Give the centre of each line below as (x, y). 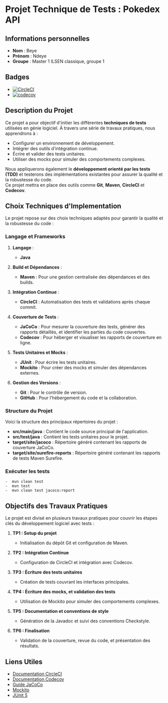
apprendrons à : (22, 133)
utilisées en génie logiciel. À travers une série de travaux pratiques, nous (80, 128)
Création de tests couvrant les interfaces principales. (75, 582)
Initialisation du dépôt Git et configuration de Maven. (74, 543)
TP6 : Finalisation (31, 631)
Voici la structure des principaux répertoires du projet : (62, 422)
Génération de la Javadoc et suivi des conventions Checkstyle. (85, 621)
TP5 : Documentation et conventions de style (60, 611)
